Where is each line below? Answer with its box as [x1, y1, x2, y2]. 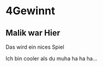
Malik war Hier [5, 28, 61, 38]
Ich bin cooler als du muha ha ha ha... [5, 55, 98, 62]
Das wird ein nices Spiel [5, 43, 65, 50]
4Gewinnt [5, 4, 55, 18]
